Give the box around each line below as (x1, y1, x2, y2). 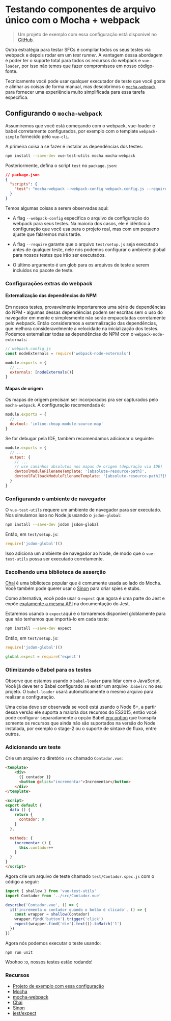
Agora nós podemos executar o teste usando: (5, 940, 101, 946)
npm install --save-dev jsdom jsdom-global (5, 522, 99, 527)
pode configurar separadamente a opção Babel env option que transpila (5, 715, 157, 721)
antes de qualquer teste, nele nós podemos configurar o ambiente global (12, 246, 166, 253)
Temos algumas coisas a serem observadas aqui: (5, 205, 109, 211)
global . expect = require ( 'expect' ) (5, 654, 81, 659)
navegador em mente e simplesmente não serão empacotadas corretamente (5, 315, 166, 320)
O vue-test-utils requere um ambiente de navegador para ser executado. (5, 507, 162, 513)
